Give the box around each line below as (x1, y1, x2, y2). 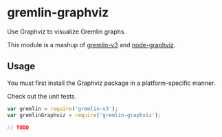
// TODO (7, 124, 30, 131)
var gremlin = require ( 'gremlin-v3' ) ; (7, 105, 118, 112)
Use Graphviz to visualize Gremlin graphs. (7, 27, 126, 36)
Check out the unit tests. (7, 92, 77, 100)
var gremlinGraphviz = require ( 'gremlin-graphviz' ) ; (7, 112, 162, 119)
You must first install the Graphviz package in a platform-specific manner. (7, 79, 216, 87)
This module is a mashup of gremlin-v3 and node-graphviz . (7, 40, 176, 49)
